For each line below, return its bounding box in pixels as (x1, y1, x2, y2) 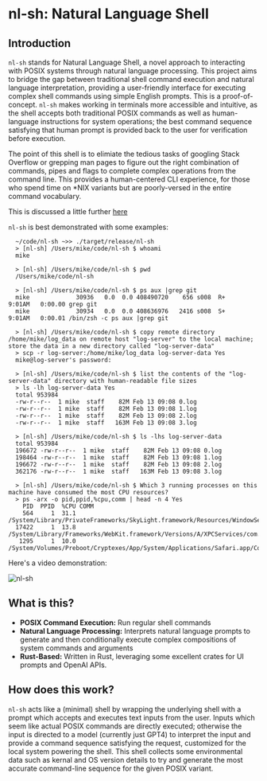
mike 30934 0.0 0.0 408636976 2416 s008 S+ (15, 307, 226, 315)
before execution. (8, 134, 66, 143)
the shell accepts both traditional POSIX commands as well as (8, 108, 211, 118)
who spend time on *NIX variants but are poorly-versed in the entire (8, 183, 232, 192)
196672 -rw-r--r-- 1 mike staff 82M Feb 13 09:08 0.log (15, 447, 222, 455)
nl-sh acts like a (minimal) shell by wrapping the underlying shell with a (8, 704, 242, 713)
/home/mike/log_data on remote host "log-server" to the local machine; (8, 335, 254, 343)
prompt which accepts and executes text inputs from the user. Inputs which (8, 713, 256, 722)
